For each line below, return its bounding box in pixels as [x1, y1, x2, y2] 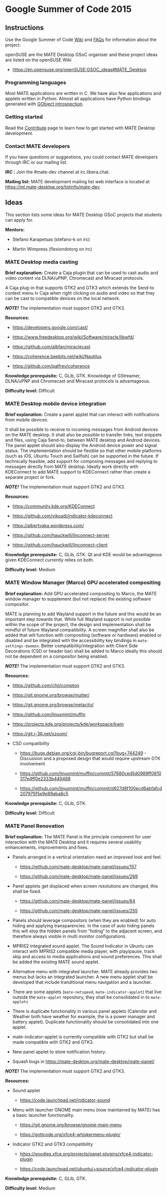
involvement [19, 761, 45, 767]
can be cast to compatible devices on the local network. [5, 296, 121, 301]
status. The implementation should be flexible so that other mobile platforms [5, 448, 162, 454]
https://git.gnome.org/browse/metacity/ [12, 702, 94, 708]
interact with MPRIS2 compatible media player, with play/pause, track [12, 948, 155, 954]
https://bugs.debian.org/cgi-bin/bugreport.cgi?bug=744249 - [19, 750, 147, 756]
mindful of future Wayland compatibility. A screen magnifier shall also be [5, 627, 155, 633]
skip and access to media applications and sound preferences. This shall [12, 953, 162, 959]
